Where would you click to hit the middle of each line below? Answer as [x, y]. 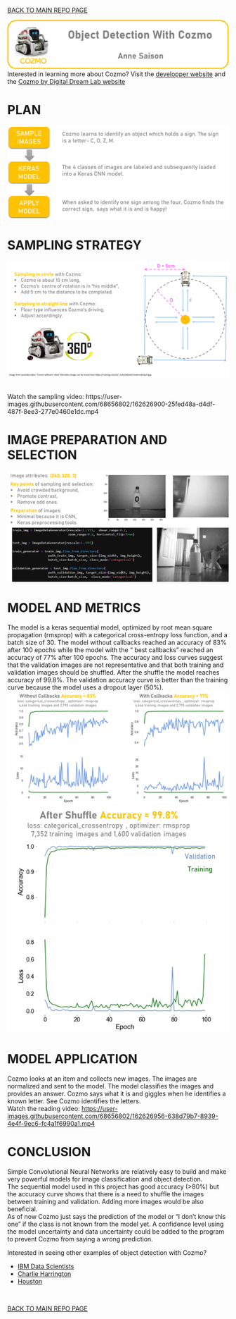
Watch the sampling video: [46, 397]
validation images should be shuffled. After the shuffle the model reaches [113, 672]
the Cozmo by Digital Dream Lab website [66, 81]
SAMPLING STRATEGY [74, 245]
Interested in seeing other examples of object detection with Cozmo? [107, 1252]
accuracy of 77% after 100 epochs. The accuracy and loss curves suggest [115, 657]
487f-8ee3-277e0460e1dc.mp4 [53, 412]
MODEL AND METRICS [74, 608]
